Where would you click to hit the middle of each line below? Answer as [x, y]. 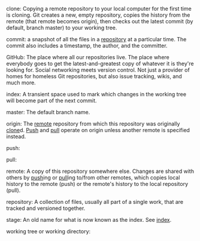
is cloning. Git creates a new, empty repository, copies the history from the [98, 15]
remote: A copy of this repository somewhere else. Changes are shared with [100, 171]
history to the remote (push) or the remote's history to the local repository [97, 184]
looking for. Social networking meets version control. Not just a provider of [98, 70]
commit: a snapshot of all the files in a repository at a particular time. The [96, 39]
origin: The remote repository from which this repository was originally [93, 124]
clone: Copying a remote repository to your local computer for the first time [99, 9]
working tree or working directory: [49, 231]
